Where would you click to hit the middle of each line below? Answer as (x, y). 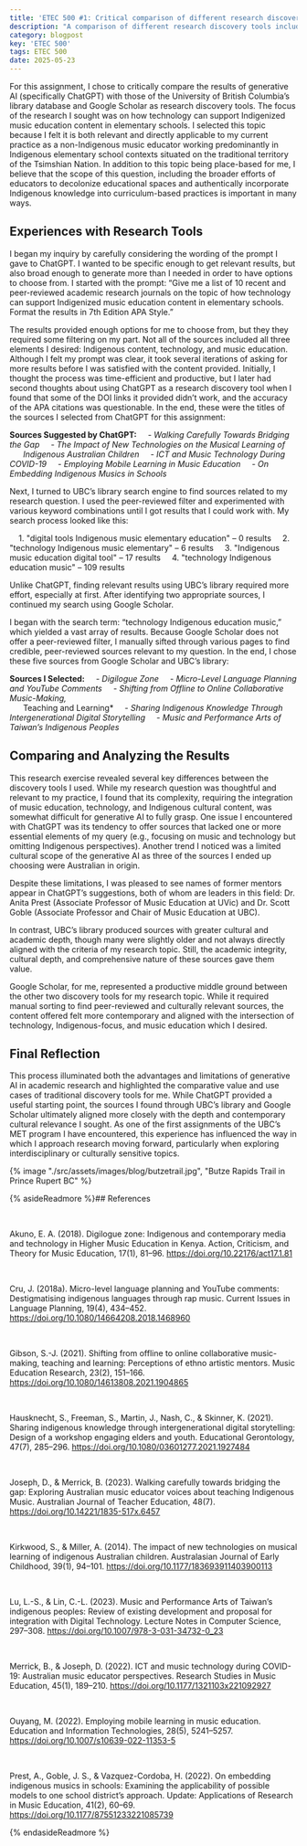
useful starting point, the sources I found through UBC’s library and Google (150, 1105)
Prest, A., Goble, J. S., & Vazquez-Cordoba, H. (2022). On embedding (140, 1776)
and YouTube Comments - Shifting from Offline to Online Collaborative (147, 688)
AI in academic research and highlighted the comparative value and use (144, 1086)
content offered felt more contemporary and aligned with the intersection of (152, 1015)
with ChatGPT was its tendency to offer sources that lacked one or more (145, 826)
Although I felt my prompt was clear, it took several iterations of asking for (148, 358)
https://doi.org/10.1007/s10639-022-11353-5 (93, 1741)
